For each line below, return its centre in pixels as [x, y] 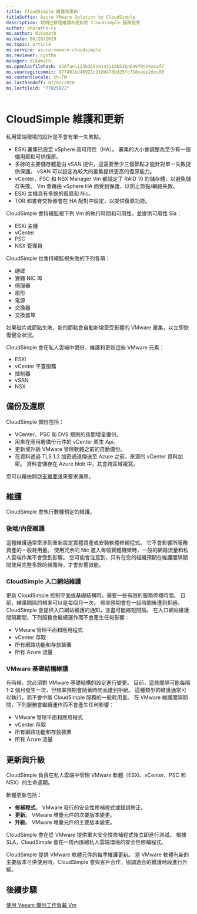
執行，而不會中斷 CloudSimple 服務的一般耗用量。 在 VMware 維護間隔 [97, 697]
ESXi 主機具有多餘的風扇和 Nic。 [54, 193]
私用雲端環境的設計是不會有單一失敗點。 [55, 137]
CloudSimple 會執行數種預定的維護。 [51, 512]
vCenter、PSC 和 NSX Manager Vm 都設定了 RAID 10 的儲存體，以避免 [100, 179]
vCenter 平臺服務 [36, 366]
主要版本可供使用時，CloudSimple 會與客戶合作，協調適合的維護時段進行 [94, 862]
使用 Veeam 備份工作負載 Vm [41, 905]
